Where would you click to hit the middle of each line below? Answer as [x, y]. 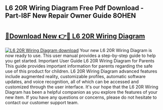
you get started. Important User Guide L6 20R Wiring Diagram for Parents [80, 61]
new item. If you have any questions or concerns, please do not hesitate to [81, 97]
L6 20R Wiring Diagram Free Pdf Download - [75, 8]
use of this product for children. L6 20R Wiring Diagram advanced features [81, 71]
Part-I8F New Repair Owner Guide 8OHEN [71, 16]
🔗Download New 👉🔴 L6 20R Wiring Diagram [75, 36]
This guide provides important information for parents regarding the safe [79, 66]
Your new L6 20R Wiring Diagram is [116, 50]
